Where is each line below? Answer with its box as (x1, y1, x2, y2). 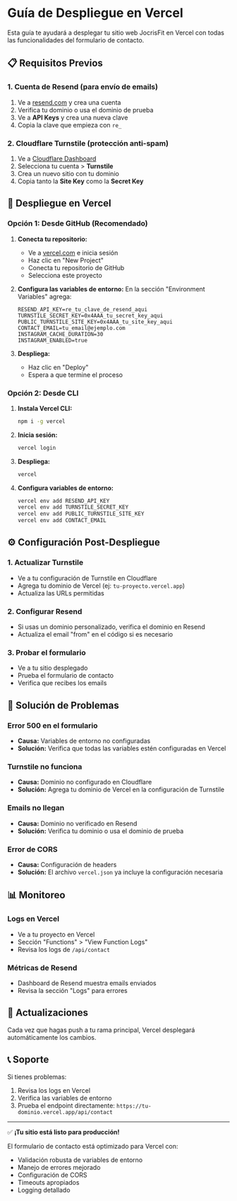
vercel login (17, 444, 56, 451)
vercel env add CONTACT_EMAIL (17, 517, 107, 524)
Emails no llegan (7, 803, 65, 813)
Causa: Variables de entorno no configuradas (17, 737, 151, 745)
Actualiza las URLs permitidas (17, 588, 104, 597)
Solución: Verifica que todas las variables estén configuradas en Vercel (17, 744, 226, 753)
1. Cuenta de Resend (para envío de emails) (7, 82, 159, 92)
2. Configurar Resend (7, 606, 83, 616)
